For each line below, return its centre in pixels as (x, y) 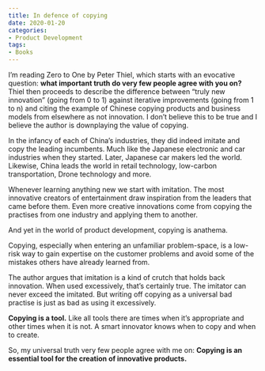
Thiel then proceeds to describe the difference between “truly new (117, 91)
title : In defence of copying (58, 15)
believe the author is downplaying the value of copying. (98, 125)
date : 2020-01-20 (37, 23)
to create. (24, 335)
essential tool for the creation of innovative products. (98, 358)
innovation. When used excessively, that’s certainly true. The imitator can (127, 286)
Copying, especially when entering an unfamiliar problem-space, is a (120, 245)
